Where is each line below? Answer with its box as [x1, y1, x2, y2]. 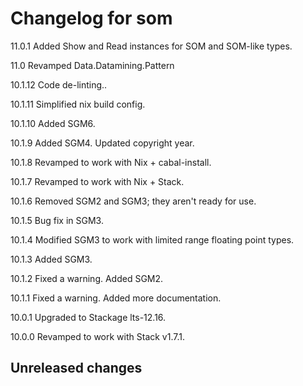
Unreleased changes [10, 360, 143, 377]
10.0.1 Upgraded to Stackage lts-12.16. [10, 311, 167, 323]
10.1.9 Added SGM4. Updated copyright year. [10, 137, 195, 149]
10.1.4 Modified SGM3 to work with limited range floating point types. [10, 233, 295, 246]
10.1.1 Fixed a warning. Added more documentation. [10, 292, 222, 304]
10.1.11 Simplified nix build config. [10, 98, 146, 110]
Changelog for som [10, 7, 173, 30]
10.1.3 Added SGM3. [10, 253, 93, 265]
